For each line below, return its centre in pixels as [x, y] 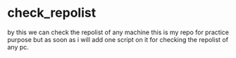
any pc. [18, 47]
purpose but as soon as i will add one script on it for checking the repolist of [118, 39]
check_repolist [52, 13]
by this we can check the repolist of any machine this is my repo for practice [118, 32]
